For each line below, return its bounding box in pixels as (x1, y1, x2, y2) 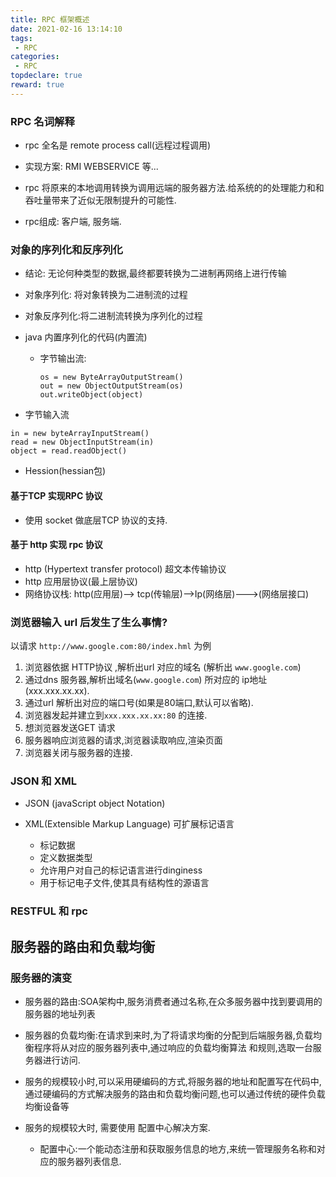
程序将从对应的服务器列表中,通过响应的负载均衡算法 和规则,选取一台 (33, 1041, 313, 1053)
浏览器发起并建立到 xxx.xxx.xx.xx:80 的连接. (24, 709, 208, 721)
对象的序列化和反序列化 (10, 242, 123, 256)
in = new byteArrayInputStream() (10, 429, 150, 439)
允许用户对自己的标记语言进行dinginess (39, 864, 203, 876)
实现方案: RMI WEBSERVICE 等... (24, 161, 159, 173)
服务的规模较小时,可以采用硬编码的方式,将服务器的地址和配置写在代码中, (24, 1075, 322, 1087)
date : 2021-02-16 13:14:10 (10, 24, 123, 34)
